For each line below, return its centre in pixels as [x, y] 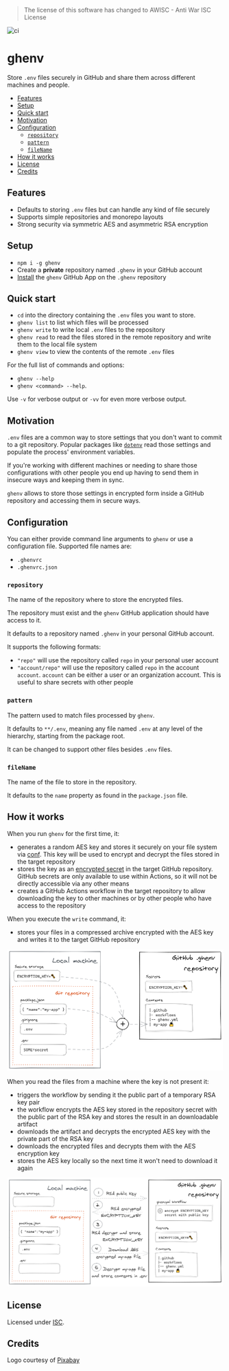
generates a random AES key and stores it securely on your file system [117, 847]
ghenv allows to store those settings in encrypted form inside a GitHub [106, 493]
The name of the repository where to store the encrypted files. [95, 600]
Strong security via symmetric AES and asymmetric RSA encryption [112, 224]
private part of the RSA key [55, 1138]
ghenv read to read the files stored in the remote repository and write [114, 337]
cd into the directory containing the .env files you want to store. [106, 315]
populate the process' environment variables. [71, 452]
